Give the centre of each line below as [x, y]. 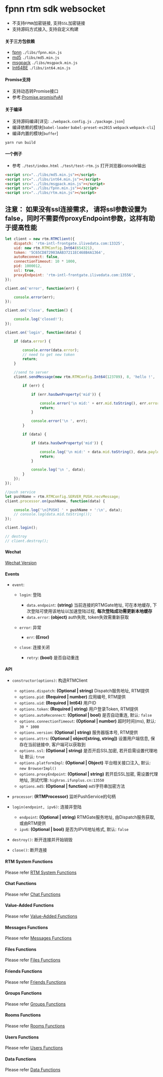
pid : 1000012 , [28, 266]
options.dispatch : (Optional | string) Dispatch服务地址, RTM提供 [84, 691]
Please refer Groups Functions [35, 1004]
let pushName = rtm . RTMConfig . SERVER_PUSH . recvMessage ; [63, 496]
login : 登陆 [30, 595]
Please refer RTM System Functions [41, 872]
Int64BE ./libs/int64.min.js [41, 68]
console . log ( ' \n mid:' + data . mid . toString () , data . [94, 452]
